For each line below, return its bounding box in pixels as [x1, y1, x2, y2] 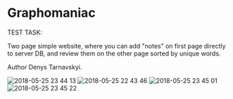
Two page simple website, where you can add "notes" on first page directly [7, 41, 227, 50]
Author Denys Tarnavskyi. [7, 62, 82, 71]
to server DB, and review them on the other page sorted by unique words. [7, 49, 221, 58]
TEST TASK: [7, 28, 43, 37]
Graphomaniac [7, 5, 96, 21]
